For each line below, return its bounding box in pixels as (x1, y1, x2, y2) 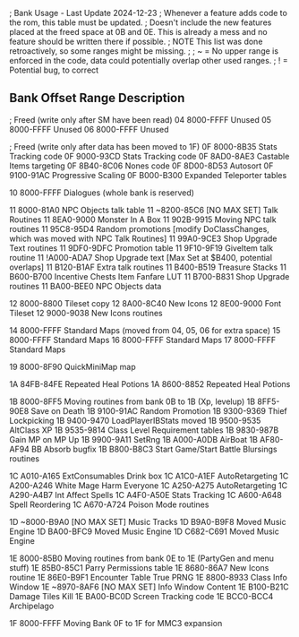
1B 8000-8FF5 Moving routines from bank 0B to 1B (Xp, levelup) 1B (9, 396, 256, 407)
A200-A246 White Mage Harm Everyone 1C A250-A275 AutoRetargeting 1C (9, 479, 288, 491)
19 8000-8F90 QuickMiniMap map (9, 361, 136, 372)
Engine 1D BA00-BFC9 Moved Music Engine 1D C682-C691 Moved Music (9, 526, 279, 537)
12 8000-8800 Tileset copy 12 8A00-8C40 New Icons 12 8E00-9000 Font (9, 297, 282, 308)
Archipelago (9, 600, 55, 611)
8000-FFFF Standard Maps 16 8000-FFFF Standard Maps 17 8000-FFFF (9, 334, 277, 345)
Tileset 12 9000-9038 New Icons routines (9, 307, 163, 318)
